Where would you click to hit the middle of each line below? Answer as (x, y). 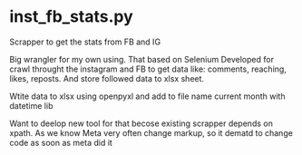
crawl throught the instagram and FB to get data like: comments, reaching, (148, 69)
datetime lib (31, 105)
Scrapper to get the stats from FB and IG (85, 42)
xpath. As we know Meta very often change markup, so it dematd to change (151, 132)
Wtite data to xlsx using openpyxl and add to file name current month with (147, 96)
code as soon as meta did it (61, 142)
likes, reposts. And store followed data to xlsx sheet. (107, 78)
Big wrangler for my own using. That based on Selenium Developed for (142, 59)
